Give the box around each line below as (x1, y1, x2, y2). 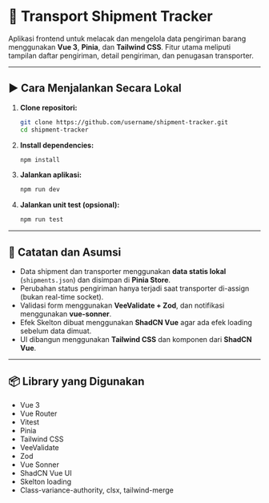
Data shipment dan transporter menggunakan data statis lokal (19, 266, 227, 276)
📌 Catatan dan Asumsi (8, 245, 122, 259)
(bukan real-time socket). (19, 292, 104, 301)
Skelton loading (19, 477, 72, 486)
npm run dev (19, 186, 60, 194)
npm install (19, 155, 60, 163)
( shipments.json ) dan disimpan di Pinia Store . (19, 275, 171, 284)
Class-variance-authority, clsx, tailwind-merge (19, 485, 174, 495)
